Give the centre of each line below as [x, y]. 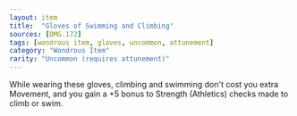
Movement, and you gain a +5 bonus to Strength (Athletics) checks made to [149, 94]
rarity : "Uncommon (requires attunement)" [89, 59]
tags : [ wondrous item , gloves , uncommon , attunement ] [112, 42]
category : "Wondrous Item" [59, 51]
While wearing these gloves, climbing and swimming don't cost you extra [144, 84]
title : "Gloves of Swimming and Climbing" [92, 26]
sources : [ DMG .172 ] [46, 34]
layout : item [34, 17]
